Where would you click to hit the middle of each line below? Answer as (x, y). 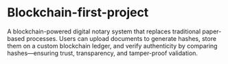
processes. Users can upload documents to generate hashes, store (122, 38)
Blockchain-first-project (78, 13)
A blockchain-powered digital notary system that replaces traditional (104, 31)
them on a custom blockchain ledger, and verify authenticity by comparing (112, 46)
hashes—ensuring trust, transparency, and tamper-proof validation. (102, 53)
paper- (212, 31)
